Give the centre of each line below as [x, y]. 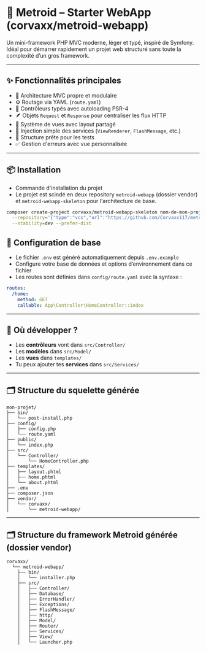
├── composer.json [30, 493]
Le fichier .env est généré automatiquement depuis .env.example [97, 257]
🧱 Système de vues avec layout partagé [65, 124]
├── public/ [21, 440]
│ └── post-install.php [39, 418]
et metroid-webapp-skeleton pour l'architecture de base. [86, 201]
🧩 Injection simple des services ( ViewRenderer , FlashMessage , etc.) [98, 131]
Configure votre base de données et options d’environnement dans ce [104, 264]
